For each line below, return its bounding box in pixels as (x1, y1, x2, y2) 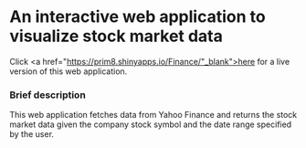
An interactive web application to (9, 6, 267, 27)
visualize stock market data (9, 26, 224, 47)
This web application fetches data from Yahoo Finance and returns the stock (9, 110, 298, 121)
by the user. (9, 129, 55, 140)
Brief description (9, 89, 87, 101)
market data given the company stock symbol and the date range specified (9, 119, 292, 130)
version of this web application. (9, 66, 128, 77)
